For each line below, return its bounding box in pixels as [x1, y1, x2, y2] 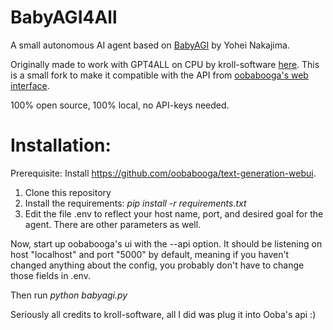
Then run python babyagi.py [10, 289, 128, 301]
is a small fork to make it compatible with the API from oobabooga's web [10, 69, 309, 81]
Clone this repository [24, 186, 112, 198]
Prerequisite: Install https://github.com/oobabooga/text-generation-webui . [10, 167, 317, 179]
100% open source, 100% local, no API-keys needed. [10, 99, 230, 111]
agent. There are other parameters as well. [24, 218, 202, 230]
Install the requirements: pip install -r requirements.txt [24, 197, 247, 209]
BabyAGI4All [10, 6, 118, 29]
